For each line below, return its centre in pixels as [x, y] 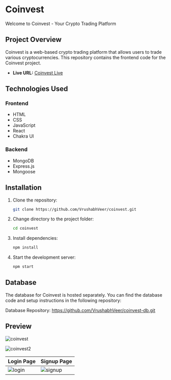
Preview [19, 327]
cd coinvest [25, 229]
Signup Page [56, 361]
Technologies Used [36, 89]
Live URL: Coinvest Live [38, 73]
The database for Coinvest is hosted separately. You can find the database [84, 295]
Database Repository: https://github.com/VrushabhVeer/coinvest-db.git [80, 310]
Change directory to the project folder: [53, 219]
